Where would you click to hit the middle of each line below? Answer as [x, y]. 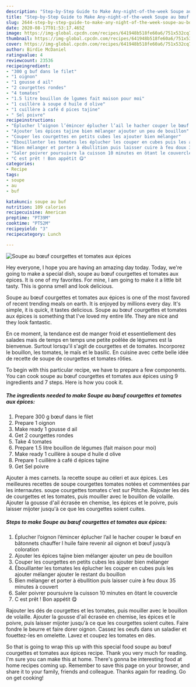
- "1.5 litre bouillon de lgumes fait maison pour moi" [75, 98]
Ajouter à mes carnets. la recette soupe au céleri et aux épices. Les [87, 478]
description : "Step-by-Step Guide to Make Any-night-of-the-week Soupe [95, 11]
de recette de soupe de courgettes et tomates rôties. [69, 358]
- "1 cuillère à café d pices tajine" [53, 109]
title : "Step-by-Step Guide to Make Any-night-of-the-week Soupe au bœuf [98, 17]
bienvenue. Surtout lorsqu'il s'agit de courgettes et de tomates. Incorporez [96, 346]
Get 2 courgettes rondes [44, 435]
